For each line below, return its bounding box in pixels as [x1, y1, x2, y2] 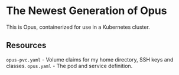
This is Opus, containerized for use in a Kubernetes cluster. [6, 23, 151, 30]
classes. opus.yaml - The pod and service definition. [6, 62, 133, 69]
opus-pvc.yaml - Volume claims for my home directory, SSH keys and [6, 56, 174, 63]
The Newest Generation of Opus [6, 4, 167, 18]
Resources [6, 40, 47, 50]
